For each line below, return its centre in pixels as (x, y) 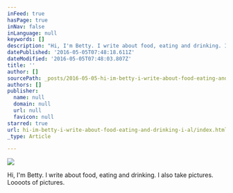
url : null (27, 110)
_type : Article (29, 136)
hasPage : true (28, 20)
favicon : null (34, 117)
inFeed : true (26, 14)
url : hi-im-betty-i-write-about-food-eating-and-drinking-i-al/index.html (118, 130)
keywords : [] (26, 40)
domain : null (32, 104)
